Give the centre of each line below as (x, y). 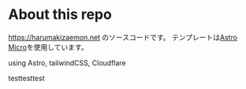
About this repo (60, 15)
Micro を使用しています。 (48, 47)
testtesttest (26, 78)
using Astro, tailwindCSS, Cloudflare (67, 63)
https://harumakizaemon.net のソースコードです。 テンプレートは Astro (123, 37)
